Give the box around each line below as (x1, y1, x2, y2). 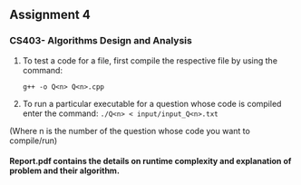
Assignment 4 (9, 7, 91, 23)
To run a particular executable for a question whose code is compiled (22, 98, 282, 109)
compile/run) (9, 135, 58, 146)
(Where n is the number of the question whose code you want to (9, 125, 251, 136)
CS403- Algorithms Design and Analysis (9, 34, 192, 47)
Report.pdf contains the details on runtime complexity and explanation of (9, 156, 292, 167)
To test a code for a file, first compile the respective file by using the (22, 54, 278, 66)
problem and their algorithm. (9, 165, 121, 176)
